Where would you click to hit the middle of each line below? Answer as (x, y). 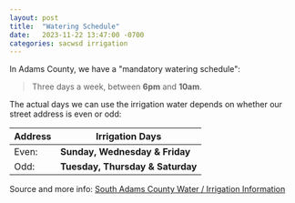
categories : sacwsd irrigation (69, 43)
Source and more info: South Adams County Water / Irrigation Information (147, 189)
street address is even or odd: (66, 114)
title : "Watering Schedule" (65, 26)
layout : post (34, 18)
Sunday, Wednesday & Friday (126, 152)
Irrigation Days (128, 137)
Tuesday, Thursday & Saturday (129, 167)
